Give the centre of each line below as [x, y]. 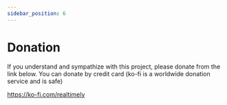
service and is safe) [35, 81]
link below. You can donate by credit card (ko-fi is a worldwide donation [109, 73]
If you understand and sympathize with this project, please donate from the [114, 67]
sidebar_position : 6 [37, 13]
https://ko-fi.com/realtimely [46, 94]
